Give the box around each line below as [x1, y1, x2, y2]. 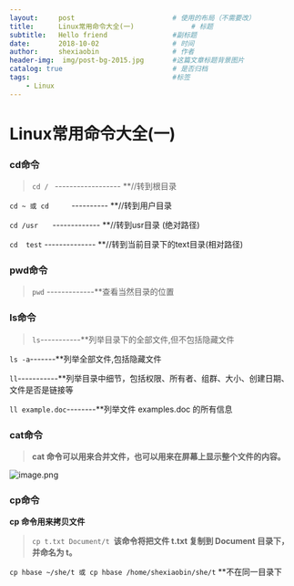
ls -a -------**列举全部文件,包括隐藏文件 [9, 353, 162, 364]
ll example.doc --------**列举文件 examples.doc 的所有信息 [9, 403, 233, 414]
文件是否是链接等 [9, 384, 74, 395]
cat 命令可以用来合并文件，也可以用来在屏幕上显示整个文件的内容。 [31, 451, 286, 462]
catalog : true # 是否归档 [9, 65, 208, 74]
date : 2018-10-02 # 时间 [9, 38, 195, 48]
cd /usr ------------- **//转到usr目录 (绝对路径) [9, 220, 200, 231]
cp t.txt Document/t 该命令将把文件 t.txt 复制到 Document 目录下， [31, 536, 289, 547]
